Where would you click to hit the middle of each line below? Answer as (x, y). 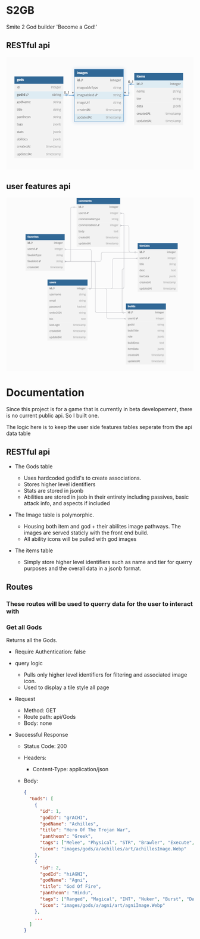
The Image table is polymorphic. (54, 515)
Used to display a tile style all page (66, 687)
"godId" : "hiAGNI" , (64, 874)
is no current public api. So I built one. (53, 415)
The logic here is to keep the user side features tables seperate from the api (99, 427)
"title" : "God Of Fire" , (71, 887)
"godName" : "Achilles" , (69, 824)
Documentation (46, 392)
